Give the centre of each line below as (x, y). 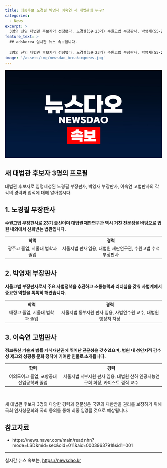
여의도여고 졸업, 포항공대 (33, 376)
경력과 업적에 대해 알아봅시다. (43, 192)
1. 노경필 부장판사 (30, 210)
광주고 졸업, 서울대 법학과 (33, 248)
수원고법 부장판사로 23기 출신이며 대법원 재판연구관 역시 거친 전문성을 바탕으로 (81, 223)
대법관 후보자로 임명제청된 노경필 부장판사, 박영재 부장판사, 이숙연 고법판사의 (80, 186)
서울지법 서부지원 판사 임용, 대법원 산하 (100, 376)
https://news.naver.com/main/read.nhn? (53, 440)
